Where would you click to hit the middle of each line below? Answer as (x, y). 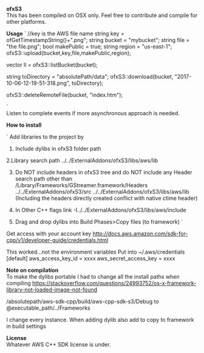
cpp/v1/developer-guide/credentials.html (57, 240)
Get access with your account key (49, 234)
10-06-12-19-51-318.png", (39, 83)
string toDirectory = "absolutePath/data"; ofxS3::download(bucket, (90, 77)
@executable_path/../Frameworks (48, 308)
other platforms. (26, 22)
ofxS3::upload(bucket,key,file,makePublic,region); (69, 53)
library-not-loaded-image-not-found (52, 290)
